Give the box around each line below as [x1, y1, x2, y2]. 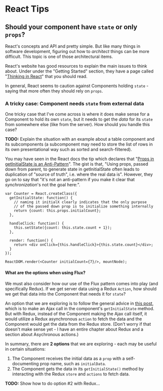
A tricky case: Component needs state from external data [5, 100, 145, 107]
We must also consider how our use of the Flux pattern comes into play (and [5, 280, 158, 286]
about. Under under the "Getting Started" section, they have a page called [5, 68, 154, 74]
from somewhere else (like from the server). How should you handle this [5, 122, 150, 128]
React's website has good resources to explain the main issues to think [5, 63, 147, 69]
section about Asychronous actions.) [5, 331, 79, 337]
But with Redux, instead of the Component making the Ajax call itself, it [5, 311, 147, 317]
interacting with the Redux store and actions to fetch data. [12, 371, 130, 377]
